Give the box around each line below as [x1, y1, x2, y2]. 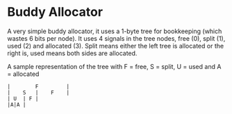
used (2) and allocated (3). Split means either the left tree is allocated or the [7, 41, 224, 50]
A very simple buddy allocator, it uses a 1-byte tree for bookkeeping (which [7, 27, 222, 35]
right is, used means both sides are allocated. [7, 49, 138, 57]
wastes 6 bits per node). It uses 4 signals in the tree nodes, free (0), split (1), [7, 34, 226, 42]
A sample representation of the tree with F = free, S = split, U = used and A [7, 62, 222, 70]
